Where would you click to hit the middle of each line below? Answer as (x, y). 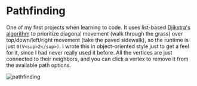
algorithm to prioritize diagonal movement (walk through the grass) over (95, 33)
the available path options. (39, 65)
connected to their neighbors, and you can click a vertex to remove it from (98, 59)
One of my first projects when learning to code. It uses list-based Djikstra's (98, 27)
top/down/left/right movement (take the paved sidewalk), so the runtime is (98, 40)
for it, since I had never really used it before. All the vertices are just (89, 52)
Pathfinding (36, 11)
